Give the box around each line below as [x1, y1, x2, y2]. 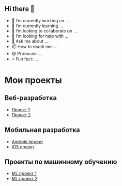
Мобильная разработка [4, 126, 80, 134]
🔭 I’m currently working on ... [11, 17, 69, 23]
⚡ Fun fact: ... [11, 56, 38, 62]
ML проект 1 [11, 171, 37, 176]
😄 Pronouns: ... [11, 50, 43, 56]
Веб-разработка [4, 94, 57, 102]
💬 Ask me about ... [11, 38, 48, 44]
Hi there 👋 [4, 5, 35, 13]
